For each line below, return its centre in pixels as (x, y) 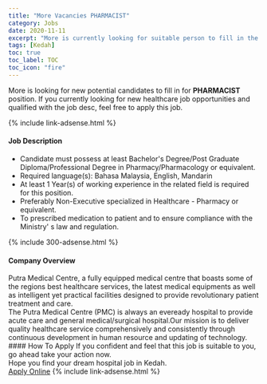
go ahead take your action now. (60, 354)
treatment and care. (41, 303)
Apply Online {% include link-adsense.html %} (84, 371)
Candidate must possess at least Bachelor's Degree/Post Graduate (130, 158)
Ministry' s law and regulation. (69, 226)
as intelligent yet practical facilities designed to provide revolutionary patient (133, 295)
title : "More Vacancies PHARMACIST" (69, 16)
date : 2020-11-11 (37, 30)
